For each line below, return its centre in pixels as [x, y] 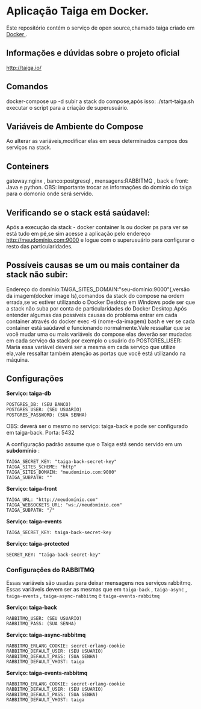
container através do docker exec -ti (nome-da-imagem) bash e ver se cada [101, 321]
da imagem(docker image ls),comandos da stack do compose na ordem [95, 295]
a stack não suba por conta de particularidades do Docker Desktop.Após [97, 308]
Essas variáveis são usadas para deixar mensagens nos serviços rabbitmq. [99, 582]
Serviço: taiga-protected [38, 543]
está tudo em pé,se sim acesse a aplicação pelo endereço [78, 234]
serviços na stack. [29, 147]
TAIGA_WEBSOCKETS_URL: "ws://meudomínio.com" [64, 505]
